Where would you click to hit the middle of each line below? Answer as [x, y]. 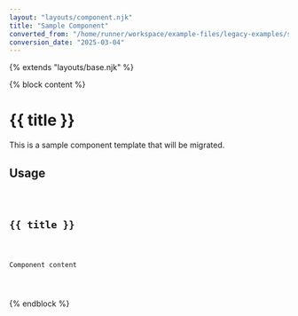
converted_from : [39, 34]
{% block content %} [47, 84]
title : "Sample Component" [59, 26]
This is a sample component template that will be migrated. [117, 145]
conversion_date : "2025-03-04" [67, 42]
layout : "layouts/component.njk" [71, 17]
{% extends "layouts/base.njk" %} [72, 67]
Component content [43, 265]
